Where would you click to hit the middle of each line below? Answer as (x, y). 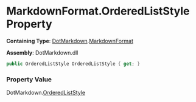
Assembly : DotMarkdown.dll (42, 52)
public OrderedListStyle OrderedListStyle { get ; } (73, 64)
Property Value (29, 79)
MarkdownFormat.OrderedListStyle (98, 11)
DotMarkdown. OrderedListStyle (46, 93)
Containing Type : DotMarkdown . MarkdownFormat (70, 41)
